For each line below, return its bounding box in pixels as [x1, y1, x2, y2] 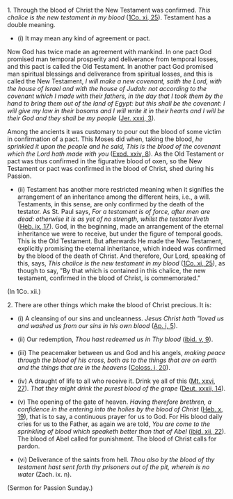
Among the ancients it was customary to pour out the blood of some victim [7, 128, 222, 136]
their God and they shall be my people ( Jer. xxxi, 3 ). [7, 114, 156, 122]
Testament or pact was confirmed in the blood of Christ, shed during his [7, 165, 214, 172]
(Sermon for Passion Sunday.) [7, 484, 93, 492]
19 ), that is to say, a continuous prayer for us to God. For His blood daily [17, 413, 223, 420]
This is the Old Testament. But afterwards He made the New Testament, [17, 237, 223, 245]
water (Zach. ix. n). [17, 471, 72, 478]
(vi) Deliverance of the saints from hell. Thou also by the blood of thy [17, 455, 215, 464]
